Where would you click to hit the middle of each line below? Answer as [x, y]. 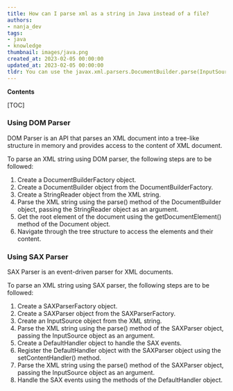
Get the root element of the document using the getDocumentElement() [119, 217]
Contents [21, 92]
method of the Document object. [64, 224]
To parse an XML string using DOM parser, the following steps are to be [110, 159]
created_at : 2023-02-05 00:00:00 [55, 59]
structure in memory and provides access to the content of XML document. [115, 145]
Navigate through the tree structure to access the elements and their [115, 231]
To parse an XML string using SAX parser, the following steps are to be [109, 285]
